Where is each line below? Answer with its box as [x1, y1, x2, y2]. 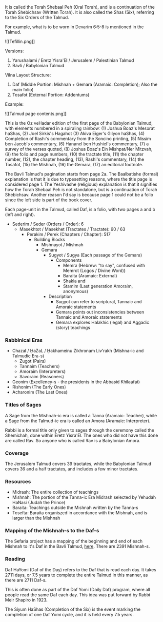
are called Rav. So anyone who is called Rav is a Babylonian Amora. [5, 437, 141, 443]
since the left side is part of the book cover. [5, 197, 93, 203]
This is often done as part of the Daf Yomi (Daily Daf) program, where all [5, 586, 150, 592]
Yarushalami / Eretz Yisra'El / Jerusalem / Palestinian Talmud [12, 58, 134, 63]
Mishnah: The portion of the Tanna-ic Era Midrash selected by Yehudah [12, 494, 156, 500]
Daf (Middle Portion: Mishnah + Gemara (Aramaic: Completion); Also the [12, 81, 158, 87]
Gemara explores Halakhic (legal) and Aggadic [56, 319, 150, 325]
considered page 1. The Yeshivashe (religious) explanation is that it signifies [5, 181, 158, 187]
